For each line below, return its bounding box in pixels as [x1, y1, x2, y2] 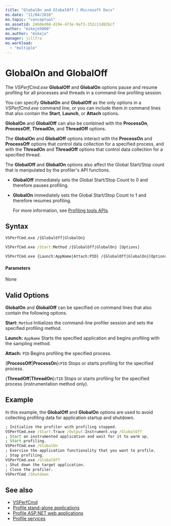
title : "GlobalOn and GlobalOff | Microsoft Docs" [5, 7, 115, 13]
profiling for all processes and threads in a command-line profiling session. [5, 90, 163, 96]
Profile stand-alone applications [12, 505, 80, 511]
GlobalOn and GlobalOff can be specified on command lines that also [5, 304, 152, 311]
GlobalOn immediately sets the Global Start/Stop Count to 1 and [12, 192, 147, 198]
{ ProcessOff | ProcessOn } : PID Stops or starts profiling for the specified [5, 360, 154, 367]
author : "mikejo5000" [5, 26, 51, 32]
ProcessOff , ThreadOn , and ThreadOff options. [5, 125, 106, 131]
